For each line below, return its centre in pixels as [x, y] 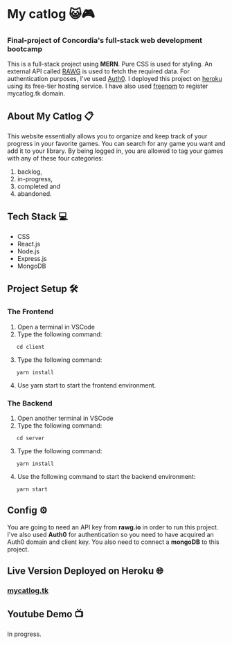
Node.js [28, 251]
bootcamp [25, 49]
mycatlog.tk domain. [36, 93]
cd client [30, 347]
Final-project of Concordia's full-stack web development [105, 41]
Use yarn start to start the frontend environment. [87, 385]
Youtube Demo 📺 [46, 614]
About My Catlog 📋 [51, 116]
